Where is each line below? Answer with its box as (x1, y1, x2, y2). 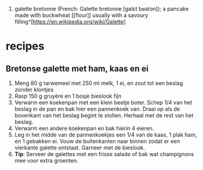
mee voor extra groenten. (14, 157, 78, 164)
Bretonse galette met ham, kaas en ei (5, 63, 149, 73)
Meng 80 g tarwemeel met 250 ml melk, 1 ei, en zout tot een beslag (14, 80, 184, 87)
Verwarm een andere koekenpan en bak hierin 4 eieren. (14, 124, 154, 132)
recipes (5, 39, 45, 53)
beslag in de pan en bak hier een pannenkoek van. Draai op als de (14, 106, 181, 112)
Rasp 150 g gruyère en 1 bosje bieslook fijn (14, 92, 122, 100)
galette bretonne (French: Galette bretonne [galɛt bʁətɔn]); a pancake (14, 5, 189, 12)
